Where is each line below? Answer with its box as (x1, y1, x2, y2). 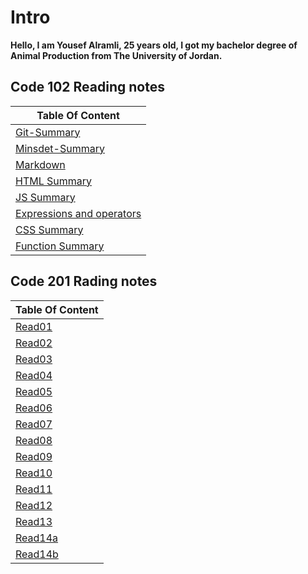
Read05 (15, 384, 53, 398)
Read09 (15, 449, 53, 463)
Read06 (15, 401, 53, 415)
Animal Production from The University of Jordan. (10, 49, 223, 61)
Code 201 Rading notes (10, 273, 158, 290)
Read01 (15, 319, 53, 333)
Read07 (15, 417, 53, 431)
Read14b (15, 547, 59, 561)
